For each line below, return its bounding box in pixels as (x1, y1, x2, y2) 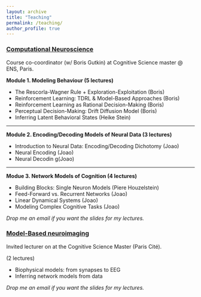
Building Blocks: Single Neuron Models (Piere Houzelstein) (14, 183, 160, 191)
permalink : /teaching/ (6, 20, 63, 26)
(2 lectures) (6, 255, 35, 262)
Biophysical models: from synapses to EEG (14, 266, 121, 273)
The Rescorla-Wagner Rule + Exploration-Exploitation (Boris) (14, 88, 165, 96)
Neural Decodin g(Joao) (14, 155, 75, 162)
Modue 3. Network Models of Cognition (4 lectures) (6, 172, 138, 179)
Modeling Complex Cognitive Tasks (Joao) (14, 203, 120, 210)
